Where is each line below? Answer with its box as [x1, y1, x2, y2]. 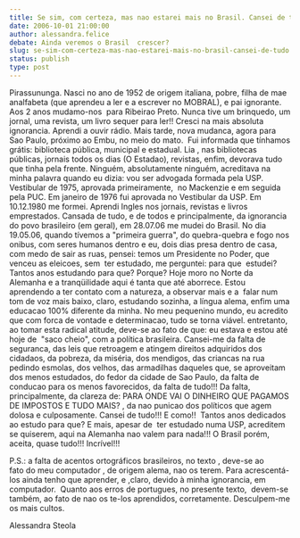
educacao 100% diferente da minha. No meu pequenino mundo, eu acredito [9, 305, 288, 316]
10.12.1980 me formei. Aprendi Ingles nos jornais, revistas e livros [9, 201, 248, 211]
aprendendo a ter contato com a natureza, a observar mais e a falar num [9, 286, 279, 297]
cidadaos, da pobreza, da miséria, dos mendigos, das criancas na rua [9, 352, 265, 363]
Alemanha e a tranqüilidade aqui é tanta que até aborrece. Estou [9, 277, 246, 287]
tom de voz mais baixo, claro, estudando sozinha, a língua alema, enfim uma [9, 295, 290, 306]
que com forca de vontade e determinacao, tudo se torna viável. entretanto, [9, 314, 288, 326]
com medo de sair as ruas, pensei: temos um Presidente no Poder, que [9, 248, 270, 259]
